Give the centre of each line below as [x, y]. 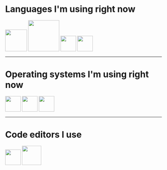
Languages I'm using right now [70, 9]
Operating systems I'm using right [77, 74]
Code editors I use [43, 135]
